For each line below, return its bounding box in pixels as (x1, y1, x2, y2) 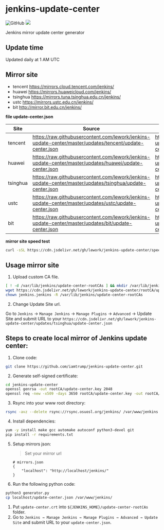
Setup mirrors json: (12, 441, 51, 447)
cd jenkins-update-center (5, 382, 58, 387)
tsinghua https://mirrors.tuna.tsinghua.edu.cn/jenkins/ (12, 94, 121, 100)
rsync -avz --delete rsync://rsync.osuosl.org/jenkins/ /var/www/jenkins (5, 409, 159, 414)
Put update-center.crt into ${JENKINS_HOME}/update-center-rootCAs (12, 504, 148, 510)
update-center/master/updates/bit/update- (32, 220, 133, 227)
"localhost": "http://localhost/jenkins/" (21, 468, 109, 473)
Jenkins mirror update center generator (5, 29, 85, 35)
